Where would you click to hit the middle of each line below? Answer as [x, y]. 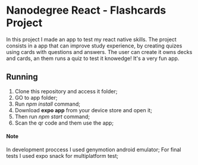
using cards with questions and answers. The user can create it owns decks [99, 52]
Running [22, 77]
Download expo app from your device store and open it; [84, 110]
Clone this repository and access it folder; [66, 91]
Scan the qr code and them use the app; [64, 123]
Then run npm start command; [52, 116]
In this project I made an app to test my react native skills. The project [91, 39]
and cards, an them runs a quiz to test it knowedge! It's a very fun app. [93, 58]
